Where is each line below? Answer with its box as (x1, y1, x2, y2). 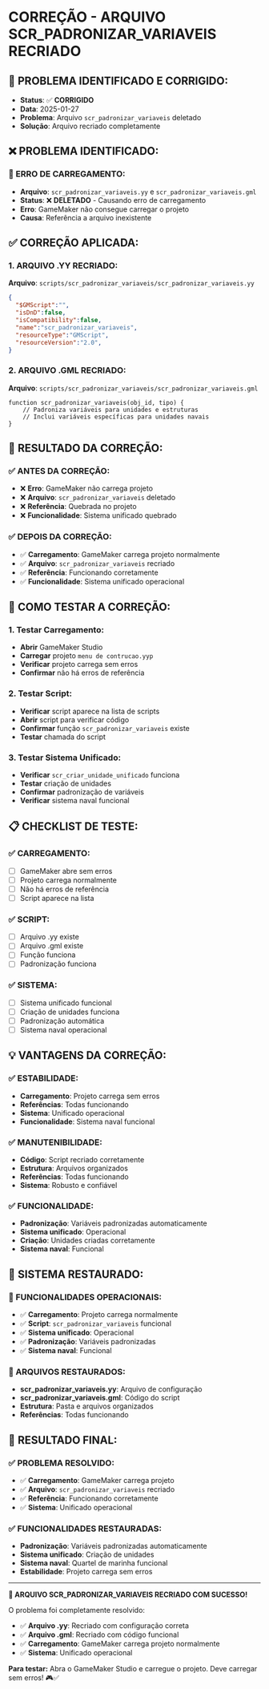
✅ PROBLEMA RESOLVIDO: (8, 1457, 114, 1469)
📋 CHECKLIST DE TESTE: (8, 820, 139, 834)
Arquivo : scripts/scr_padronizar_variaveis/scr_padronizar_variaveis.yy (8, 278, 255, 288)
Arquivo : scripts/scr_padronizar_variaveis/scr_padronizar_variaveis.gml (8, 383, 259, 393)
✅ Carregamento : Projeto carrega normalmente (19, 1309, 179, 1319)
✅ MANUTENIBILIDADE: (8, 1137, 102, 1148)
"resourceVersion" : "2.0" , (15, 338, 102, 346)
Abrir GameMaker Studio (19, 642, 103, 653)
